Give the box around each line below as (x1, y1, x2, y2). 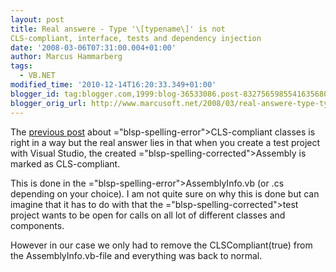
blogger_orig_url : (10, 98, 87, 108)
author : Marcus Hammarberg (10, 52, 123, 62)
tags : (10, 61, 33, 71)
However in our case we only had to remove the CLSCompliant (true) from (10, 239, 313, 251)
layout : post (10, 14, 65, 25)
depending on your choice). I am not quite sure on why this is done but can (10, 187, 320, 200)
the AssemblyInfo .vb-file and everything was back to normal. (10, 249, 263, 261)
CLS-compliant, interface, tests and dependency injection (10, 33, 262, 43)
